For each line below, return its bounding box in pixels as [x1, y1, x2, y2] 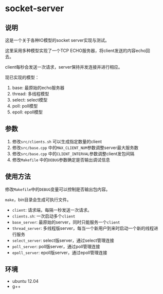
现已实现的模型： [5, 74, 39, 80]
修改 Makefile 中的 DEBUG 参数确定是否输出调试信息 [12, 157, 110, 163]
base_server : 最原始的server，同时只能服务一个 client [12, 219, 120, 225]
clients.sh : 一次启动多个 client [12, 213, 75, 219]
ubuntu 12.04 [12, 278, 39, 284]
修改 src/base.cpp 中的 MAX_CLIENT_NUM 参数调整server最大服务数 [12, 145, 139, 150]
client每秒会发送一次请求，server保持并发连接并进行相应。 [5, 64, 123, 70]
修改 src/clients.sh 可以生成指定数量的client [12, 138, 102, 144]
